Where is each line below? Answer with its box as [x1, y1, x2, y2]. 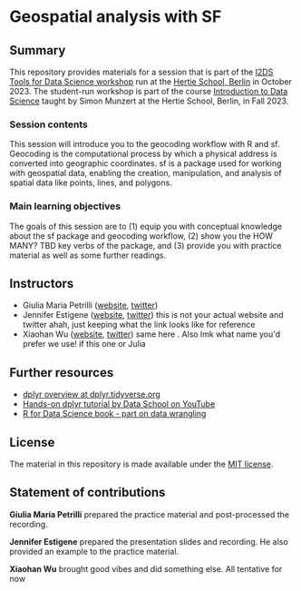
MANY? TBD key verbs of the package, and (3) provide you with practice [9, 240, 282, 251]
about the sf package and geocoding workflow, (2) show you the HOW [9, 230, 274, 241]
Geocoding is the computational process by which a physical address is [9, 148, 278, 160]
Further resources [9, 365, 114, 380]
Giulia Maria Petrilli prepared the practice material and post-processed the [9, 508, 290, 519]
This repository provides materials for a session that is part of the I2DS [9, 66, 274, 77]
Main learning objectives [9, 200, 121, 212]
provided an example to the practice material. [9, 546, 180, 557]
